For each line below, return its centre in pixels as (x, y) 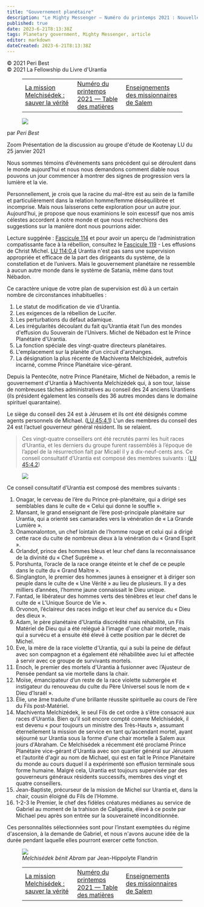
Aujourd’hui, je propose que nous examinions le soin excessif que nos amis (100, 213)
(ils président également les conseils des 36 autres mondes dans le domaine (102, 396)
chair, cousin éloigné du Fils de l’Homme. (67, 796)
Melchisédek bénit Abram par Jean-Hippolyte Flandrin (90, 858)
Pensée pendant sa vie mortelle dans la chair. (72, 673)
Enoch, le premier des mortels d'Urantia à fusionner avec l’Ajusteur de (103, 667)
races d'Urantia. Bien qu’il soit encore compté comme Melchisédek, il (102, 718)
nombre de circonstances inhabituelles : (57, 294)
